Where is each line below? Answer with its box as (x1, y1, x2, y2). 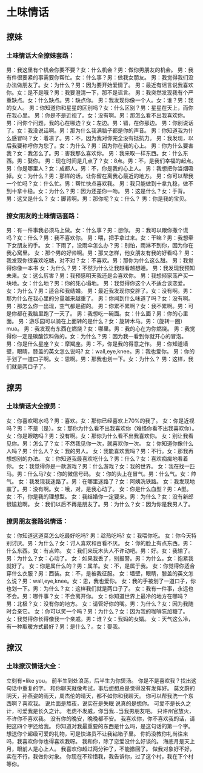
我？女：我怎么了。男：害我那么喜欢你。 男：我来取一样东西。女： (6, 149, 173, 156)
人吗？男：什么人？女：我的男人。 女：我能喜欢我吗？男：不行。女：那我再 (6, 447, 194, 455)
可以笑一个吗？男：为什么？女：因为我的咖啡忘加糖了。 (50, 607, 188, 615)
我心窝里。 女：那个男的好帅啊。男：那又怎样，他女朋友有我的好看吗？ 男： (6, 249, 195, 256)
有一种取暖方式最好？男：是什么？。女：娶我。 (6, 623, 123, 631)
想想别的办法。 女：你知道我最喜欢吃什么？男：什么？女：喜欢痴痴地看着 (6, 455, 188, 462)
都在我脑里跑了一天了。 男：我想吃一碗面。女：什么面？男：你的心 (16, 310, 183, 317)
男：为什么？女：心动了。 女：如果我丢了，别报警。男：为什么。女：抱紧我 (6, 555, 194, 562)
